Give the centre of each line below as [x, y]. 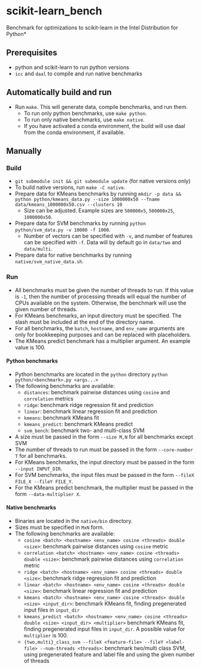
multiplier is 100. [46, 635]
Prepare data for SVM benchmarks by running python [80, 223]
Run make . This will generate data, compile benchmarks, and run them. [101, 107]
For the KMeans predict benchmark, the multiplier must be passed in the [104, 487]
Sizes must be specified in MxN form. [60, 527]
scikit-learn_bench [54, 11]
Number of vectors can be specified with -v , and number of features [108, 236]
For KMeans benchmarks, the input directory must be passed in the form [104, 462]
